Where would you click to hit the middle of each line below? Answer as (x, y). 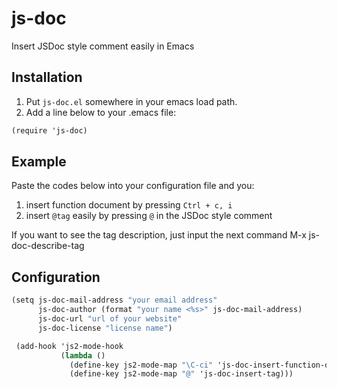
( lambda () (83, 355)
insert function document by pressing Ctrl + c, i (129, 205)
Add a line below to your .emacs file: (101, 112)
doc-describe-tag (48, 246)
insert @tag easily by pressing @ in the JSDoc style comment (149, 216)
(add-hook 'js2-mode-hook (69, 346)
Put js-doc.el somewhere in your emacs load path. (131, 101)
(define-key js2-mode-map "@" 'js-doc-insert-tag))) (181, 374)
